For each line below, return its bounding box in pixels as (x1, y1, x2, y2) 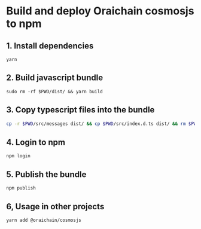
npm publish (6, 185, 36, 191)
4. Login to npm (6, 137, 66, 147)
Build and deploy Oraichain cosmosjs (6, 4, 194, 18)
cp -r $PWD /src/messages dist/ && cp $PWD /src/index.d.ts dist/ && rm (6, 121, 186, 127)
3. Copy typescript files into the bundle (6, 105, 155, 115)
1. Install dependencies (6, 41, 94, 51)
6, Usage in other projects (6, 201, 105, 212)
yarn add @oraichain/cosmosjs (6, 217, 82, 223)
